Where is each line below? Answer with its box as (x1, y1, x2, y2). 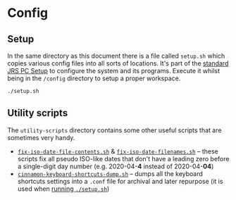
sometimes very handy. (7, 133, 75, 142)
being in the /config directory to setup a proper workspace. (7, 74, 181, 82)
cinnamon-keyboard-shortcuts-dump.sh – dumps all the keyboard (17, 169, 203, 177)
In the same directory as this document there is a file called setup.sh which (7, 51, 225, 60)
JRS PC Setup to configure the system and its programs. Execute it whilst (7, 67, 221, 75)
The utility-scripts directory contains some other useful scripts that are (7, 125, 222, 135)
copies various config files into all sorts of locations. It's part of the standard (7, 59, 229, 68)
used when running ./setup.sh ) (17, 185, 110, 193)
